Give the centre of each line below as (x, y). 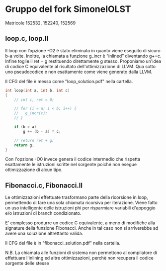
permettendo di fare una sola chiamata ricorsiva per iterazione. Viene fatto (81, 203)
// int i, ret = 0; (34, 100)
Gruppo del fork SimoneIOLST (68, 9)
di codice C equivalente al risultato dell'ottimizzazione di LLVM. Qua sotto (80, 66)
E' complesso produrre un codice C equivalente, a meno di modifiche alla (80, 223)
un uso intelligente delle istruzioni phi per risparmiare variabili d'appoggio (80, 208)
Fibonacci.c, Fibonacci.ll (44, 185)
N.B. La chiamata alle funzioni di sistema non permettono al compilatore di (81, 253)
